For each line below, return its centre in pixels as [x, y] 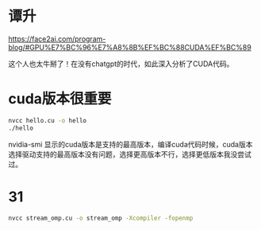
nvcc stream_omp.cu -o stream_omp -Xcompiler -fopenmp [101, 218]
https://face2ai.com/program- [57, 39]
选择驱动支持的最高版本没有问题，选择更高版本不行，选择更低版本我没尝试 [130, 154]
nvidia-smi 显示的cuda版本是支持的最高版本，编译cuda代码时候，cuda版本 [130, 144]
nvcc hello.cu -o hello [48, 120]
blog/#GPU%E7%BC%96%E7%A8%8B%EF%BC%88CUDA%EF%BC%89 [130, 47]
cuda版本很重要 [60, 99]
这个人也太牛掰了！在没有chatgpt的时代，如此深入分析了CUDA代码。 [121, 64]
